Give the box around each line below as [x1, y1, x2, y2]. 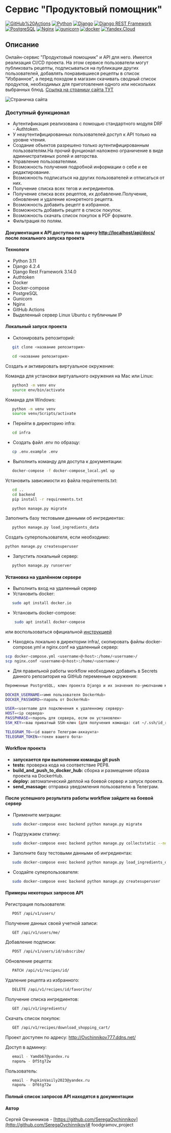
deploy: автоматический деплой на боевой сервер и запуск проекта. [12, 778, 164, 784]
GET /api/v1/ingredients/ [12, 1006, 67, 1011]
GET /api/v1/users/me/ [12, 930, 60, 935]
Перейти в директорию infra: [12, 421, 76, 427]
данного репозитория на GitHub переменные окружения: [12, 673, 138, 679]
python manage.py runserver [12, 563, 72, 568]
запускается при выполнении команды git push [12, 756, 120, 762]
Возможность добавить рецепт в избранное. [12, 202, 110, 208]
